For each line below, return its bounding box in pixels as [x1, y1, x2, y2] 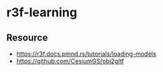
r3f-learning [6, 5, 78, 20]
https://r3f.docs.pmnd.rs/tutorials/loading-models [16, 50, 156, 58]
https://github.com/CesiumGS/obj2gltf [16, 57, 124, 65]
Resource [6, 32, 48, 43]
